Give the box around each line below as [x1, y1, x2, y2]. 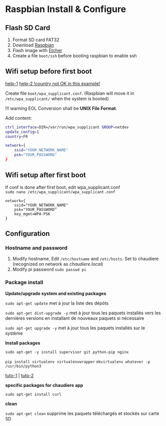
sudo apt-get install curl [5, 392, 62, 397]
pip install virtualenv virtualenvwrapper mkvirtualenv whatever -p [5, 359, 150, 364]
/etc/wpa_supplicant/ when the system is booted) [5, 95, 109, 101]
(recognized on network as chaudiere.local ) [12, 261, 103, 267]
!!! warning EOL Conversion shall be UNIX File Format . [5, 105, 117, 111]
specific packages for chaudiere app [5, 382, 84, 388]
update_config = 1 [5, 129, 39, 134]
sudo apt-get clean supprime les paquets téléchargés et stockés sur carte [5, 410, 159, 416]
